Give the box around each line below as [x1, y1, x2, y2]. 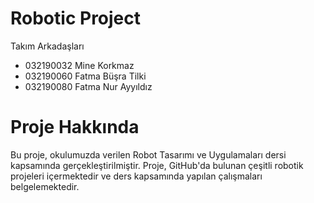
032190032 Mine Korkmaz [24, 59, 135, 71]
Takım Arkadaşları [10, 40, 85, 52]
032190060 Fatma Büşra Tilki [24, 70, 147, 82]
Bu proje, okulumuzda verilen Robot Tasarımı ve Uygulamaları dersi [10, 148, 287, 161]
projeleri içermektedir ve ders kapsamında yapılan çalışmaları [10, 170, 263, 182]
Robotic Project [10, 7, 142, 30]
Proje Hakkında [10, 116, 140, 139]
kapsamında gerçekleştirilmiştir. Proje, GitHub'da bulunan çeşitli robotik [10, 159, 304, 171]
